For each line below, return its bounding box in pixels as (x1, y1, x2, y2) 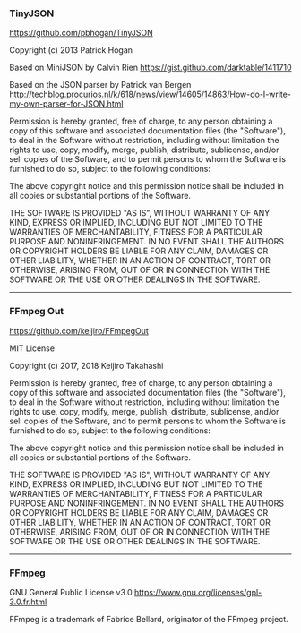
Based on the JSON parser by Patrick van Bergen (9, 80, 192, 90)
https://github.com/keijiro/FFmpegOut (9, 325, 150, 336)
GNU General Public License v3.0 (9, 586, 133, 597)
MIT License (9, 343, 56, 354)
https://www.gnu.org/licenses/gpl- (133, 586, 262, 597)
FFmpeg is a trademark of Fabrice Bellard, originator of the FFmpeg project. (9, 613, 288, 624)
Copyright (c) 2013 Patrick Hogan (9, 45, 133, 56)
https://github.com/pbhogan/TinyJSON (9, 28, 154, 38)
